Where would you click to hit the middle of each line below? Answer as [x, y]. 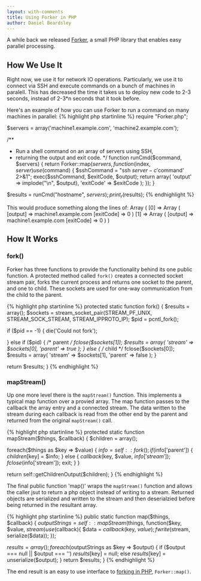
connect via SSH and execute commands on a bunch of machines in [91, 86]
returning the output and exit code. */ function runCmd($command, [98, 158]
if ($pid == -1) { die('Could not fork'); [52, 330]
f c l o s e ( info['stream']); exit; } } [43, 463]
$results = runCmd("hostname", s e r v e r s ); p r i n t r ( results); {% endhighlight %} [100, 195]
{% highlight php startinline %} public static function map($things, [88, 516]
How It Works [33, 239]
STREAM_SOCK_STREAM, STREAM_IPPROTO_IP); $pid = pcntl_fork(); [93, 319]
